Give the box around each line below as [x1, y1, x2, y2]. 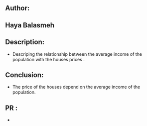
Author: [5, 4, 30, 12]
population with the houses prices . [12, 56, 85, 62]
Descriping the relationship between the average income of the [12, 51, 143, 57]
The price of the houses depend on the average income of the [12, 84, 141, 90]
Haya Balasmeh [5, 21, 55, 29]
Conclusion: [5, 71, 44, 79]
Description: [5, 38, 45, 46]
